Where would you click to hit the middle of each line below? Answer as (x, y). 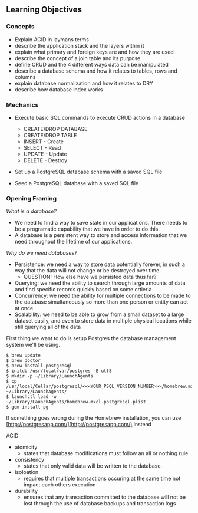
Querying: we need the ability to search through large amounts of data (100, 283)
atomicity (26, 447)
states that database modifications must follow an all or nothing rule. (106, 453)
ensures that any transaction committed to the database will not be (105, 497)
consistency (29, 460)
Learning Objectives (44, 10)
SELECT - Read (42, 147)
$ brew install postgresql (39, 366)
